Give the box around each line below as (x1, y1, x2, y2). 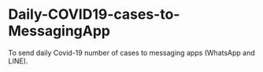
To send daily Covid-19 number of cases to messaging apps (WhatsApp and (8, 48, 256, 57)
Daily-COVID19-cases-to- (8, 5, 180, 23)
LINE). (8, 56, 28, 66)
